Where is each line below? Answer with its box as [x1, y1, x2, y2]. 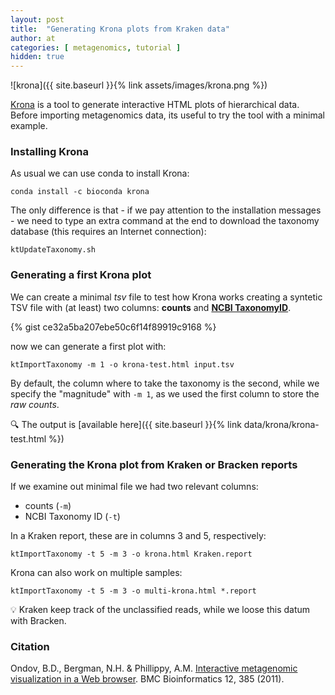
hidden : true [10, 52, 65, 62]
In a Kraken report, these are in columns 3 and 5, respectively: [10, 530, 267, 542]
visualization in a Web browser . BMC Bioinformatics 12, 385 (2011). [10, 673, 285, 685]
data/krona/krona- [243, 418, 320, 430]
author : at [10, 33, 56, 43]
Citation [10, 639, 50, 653]
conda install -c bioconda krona [10, 187, 150, 197]
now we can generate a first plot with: [10, 340, 167, 352]
